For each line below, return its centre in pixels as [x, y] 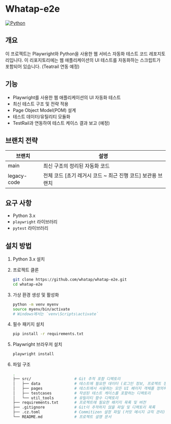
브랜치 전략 [22, 140]
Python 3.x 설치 [28, 259]
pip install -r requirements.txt [48, 334]
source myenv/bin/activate [41, 309]
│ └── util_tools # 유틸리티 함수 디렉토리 [65, 398]
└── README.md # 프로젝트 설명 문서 [62, 417]
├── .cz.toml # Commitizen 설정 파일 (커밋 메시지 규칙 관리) [89, 412]
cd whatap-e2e [27, 284]
